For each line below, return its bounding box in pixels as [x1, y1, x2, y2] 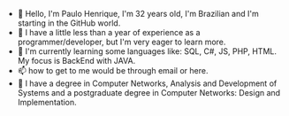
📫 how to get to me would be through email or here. [17, 66, 209, 75]
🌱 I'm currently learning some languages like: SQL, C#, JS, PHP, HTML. [17, 46, 277, 57]
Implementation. [17, 97, 77, 107]
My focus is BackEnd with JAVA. [17, 56, 136, 66]
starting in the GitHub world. [17, 18, 121, 28]
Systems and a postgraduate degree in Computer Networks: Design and [17, 88, 281, 97]
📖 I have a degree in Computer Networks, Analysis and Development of [17, 78, 278, 89]
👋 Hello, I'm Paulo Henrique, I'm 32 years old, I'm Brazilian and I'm [17, 9, 259, 19]
